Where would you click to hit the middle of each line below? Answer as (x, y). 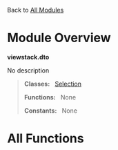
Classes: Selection (52, 84)
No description (28, 70)
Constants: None (51, 111)
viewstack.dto (28, 57)
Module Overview (59, 38)
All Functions (46, 139)
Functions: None (50, 97)
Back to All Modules (36, 10)
